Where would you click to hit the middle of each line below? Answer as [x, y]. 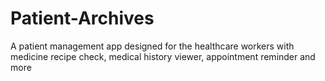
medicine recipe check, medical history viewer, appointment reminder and [163, 56]
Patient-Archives [82, 18]
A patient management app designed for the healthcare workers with [152, 46]
